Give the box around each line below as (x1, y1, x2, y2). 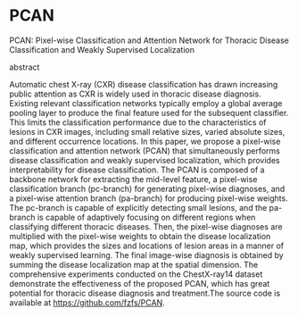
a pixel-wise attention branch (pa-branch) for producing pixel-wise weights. (9, 193, 288, 204)
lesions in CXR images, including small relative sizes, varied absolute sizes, (9, 126, 286, 137)
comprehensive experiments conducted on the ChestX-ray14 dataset (9, 269, 263, 279)
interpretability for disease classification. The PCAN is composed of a (9, 164, 265, 175)
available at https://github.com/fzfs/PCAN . (9, 296, 165, 308)
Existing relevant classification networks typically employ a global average (9, 97, 283, 108)
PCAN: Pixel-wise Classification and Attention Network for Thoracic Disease (9, 35, 290, 46)
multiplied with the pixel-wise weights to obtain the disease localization (9, 230, 271, 241)
